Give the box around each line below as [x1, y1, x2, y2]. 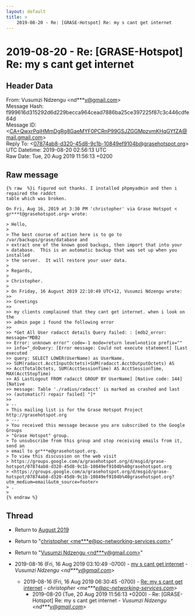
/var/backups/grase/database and [6, 237, 88, 243]
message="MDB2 [6, 335, 41, 341]
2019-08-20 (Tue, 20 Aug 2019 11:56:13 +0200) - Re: [32, 591, 160, 598]
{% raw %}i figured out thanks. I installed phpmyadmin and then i [6, 186, 177, 191]
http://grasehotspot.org [6, 412, 67, 418]
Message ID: [6, 121, 37, 128]
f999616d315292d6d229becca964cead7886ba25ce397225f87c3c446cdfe [6, 109, 190, 116]
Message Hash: [6, 102, 44, 110]
